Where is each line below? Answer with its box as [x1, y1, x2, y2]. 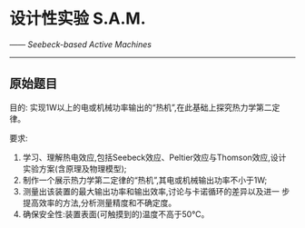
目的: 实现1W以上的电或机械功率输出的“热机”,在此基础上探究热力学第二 [9, 102, 272, 113]
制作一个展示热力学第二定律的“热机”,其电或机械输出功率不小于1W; [22, 174, 268, 185]
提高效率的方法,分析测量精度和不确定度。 [22, 197, 177, 208]
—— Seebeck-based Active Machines [9, 38, 152, 50]
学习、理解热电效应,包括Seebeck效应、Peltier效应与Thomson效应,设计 [22, 152, 287, 163]
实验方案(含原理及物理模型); [22, 163, 127, 173]
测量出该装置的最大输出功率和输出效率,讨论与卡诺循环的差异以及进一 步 [22, 185, 290, 196]
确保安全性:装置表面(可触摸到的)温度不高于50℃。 [22, 208, 210, 219]
